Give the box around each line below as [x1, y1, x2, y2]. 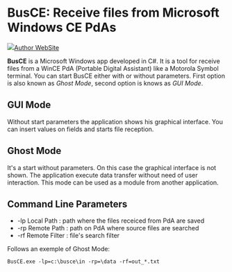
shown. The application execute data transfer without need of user [7, 171, 198, 179]
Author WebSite [14, 43, 60, 51]
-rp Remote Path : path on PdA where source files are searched [17, 224, 199, 232]
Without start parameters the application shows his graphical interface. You [7, 117, 224, 126]
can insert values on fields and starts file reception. [7, 125, 154, 133]
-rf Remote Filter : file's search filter [17, 231, 120, 240]
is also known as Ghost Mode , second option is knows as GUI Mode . [7, 78, 204, 87]
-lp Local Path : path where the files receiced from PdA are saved [17, 216, 205, 225]
